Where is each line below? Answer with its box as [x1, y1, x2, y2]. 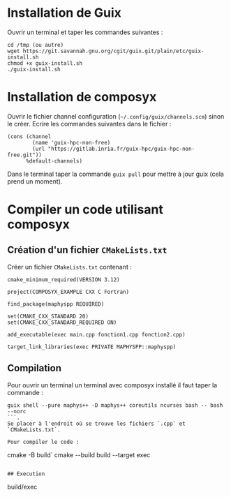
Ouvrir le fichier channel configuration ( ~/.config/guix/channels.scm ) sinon [7, 112, 225, 120]
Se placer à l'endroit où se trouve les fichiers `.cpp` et [7, 420, 186, 427]
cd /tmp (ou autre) [7, 41, 64, 48]
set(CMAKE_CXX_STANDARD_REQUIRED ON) [7, 319, 117, 326]
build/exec [7, 482, 38, 491]
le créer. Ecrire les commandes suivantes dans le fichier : [7, 119, 172, 128]
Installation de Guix [7, 5, 122, 21]
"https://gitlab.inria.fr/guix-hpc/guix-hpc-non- [47, 145, 195, 152]
